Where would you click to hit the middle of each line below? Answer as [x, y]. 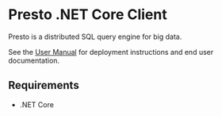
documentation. [34, 60]
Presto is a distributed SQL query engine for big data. [95, 37]
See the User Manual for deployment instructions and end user [111, 52]
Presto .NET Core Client [88, 15]
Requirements [44, 85]
